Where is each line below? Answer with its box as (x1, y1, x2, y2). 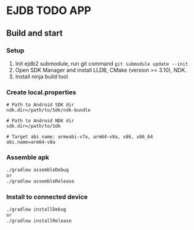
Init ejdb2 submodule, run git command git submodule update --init (15, 60, 189, 67)
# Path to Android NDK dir (6, 118, 75, 124)
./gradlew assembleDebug (6, 167, 69, 173)
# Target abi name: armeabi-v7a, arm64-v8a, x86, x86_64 (6, 134, 153, 140)
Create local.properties (6, 88, 76, 96)
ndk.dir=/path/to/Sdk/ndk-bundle (6, 107, 91, 113)
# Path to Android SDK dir (6, 102, 75, 108)
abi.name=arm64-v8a (6, 139, 56, 145)
